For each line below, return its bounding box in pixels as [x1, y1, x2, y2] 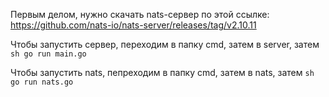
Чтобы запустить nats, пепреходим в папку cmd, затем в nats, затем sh [10, 67, 315, 78]
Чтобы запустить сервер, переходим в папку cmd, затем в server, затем [10, 39, 320, 50]
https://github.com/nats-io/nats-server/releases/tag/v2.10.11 [10, 19, 257, 31]
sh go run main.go [10, 49, 87, 59]
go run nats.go [10, 77, 74, 87]
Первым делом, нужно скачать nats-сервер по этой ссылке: [10, 9, 270, 20]
